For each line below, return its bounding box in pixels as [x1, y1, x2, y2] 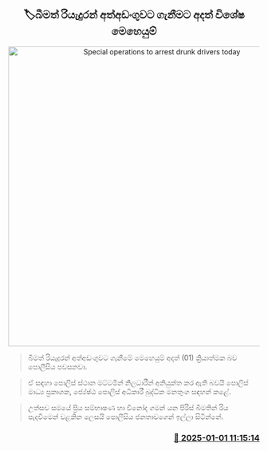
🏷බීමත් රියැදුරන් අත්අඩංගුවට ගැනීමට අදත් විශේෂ [23, 8, 245, 22]
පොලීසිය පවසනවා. [27, 361, 88, 371]
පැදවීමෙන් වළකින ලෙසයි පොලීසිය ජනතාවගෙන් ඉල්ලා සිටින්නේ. [27, 412, 224, 421]
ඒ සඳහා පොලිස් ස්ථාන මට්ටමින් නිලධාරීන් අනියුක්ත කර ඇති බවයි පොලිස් [27, 377, 249, 387]
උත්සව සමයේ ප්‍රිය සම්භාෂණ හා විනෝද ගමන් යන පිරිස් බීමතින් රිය [27, 402, 229, 412]
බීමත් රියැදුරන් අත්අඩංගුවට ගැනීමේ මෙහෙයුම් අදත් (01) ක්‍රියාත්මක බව [27, 353, 238, 362]
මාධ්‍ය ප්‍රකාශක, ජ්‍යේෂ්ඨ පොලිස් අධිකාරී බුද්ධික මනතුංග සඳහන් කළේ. [27, 386, 231, 396]
